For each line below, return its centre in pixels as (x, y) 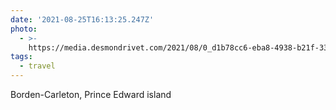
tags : (21, 57)
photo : (24, 29)
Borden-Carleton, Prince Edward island (91, 94)
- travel (37, 66)
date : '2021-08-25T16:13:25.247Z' (82, 19)
